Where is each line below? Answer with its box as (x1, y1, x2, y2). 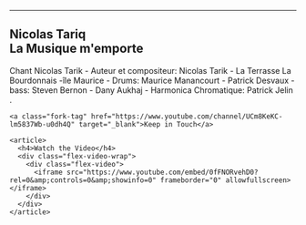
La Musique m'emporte (9, 41, 144, 56)
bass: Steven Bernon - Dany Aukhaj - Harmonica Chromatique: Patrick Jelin (9, 84, 293, 96)
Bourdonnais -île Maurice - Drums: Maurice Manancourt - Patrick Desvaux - (9, 75, 295, 86)
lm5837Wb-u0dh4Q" (9, 119, 76, 128)
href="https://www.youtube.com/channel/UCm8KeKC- (90, 111, 283, 121)
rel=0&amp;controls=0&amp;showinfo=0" (9, 175, 157, 185)
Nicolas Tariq (9, 26, 87, 42)
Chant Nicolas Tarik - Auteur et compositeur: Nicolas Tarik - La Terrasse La (9, 65, 291, 76)
